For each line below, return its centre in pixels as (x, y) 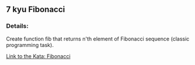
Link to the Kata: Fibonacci (38, 56)
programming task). (30, 45)
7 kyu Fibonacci (36, 10)
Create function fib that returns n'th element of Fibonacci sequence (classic (98, 39)
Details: (17, 26)
